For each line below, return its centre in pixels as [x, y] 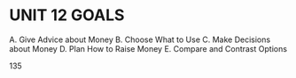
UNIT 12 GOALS [67, 15]
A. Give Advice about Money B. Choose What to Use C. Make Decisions [140, 39]
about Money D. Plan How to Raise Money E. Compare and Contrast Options [148, 48]
